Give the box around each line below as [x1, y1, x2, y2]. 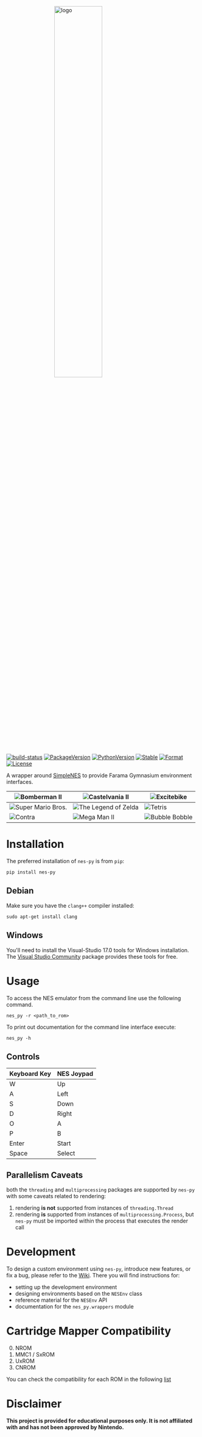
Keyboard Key [9, 1070, 52, 1078]
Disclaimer [6, 1397, 62, 1411]
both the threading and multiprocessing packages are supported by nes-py [6, 1186, 195, 1193]
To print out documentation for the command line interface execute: [6, 1023, 176, 1031]
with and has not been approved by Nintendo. [6, 1423, 124, 1431]
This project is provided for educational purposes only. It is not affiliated [6, 1417, 193, 1424]
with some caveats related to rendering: [6, 1193, 106, 1200]
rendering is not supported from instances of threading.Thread [15, 1204, 173, 1212]
